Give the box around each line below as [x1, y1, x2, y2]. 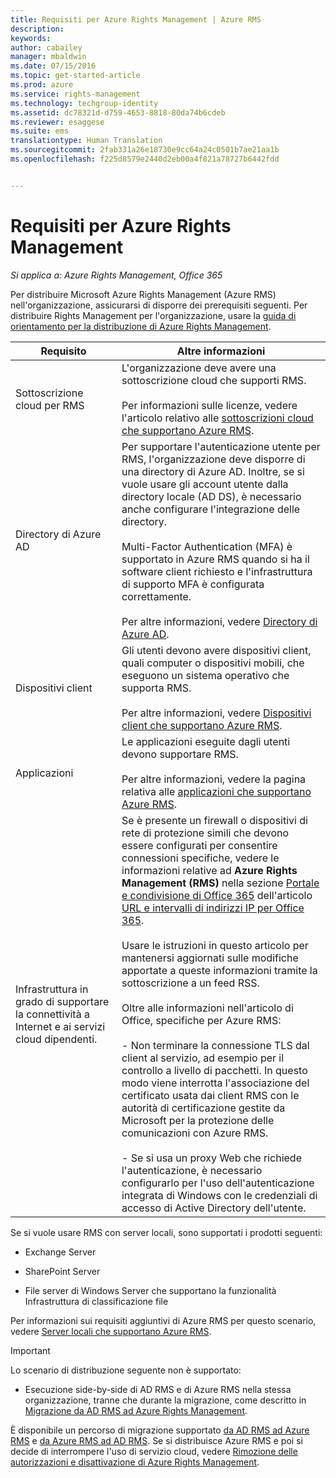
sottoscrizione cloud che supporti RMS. [121, 373, 307, 387]
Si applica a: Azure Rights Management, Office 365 [10, 269, 223, 281]
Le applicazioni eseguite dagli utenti [121, 734, 291, 748]
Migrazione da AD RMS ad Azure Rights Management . [24, 1404, 248, 1416]
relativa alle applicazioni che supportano [121, 784, 312, 798]
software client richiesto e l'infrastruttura [121, 564, 313, 578]
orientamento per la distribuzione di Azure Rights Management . [10, 320, 272, 332]
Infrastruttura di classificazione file [24, 1295, 169, 1307]
